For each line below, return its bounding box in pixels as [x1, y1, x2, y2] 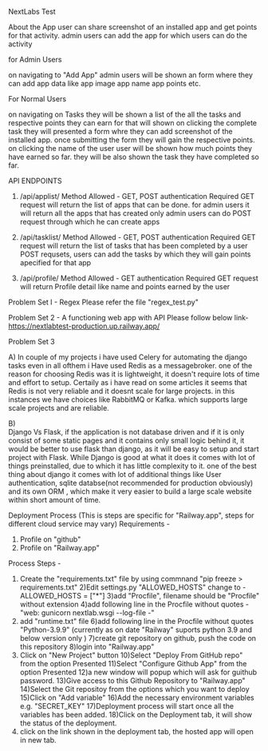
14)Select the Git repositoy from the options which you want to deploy [19, 685, 250, 693]
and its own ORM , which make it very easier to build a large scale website [8, 487, 252, 496]
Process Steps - [8, 558, 61, 568]
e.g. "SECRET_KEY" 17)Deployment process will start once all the [19, 701, 234, 710]
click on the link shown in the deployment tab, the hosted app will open [19, 727, 254, 736]
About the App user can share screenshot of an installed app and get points [8, 22, 258, 31]
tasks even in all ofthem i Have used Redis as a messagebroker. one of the [8, 361, 253, 370]
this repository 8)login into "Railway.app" [19, 642, 155, 651]
